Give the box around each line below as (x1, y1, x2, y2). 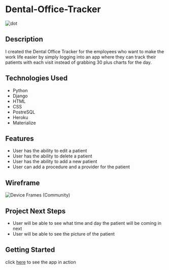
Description (5, 35, 43, 44)
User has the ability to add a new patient (12, 159, 97, 165)
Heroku (12, 114, 28, 120)
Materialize (12, 120, 37, 126)
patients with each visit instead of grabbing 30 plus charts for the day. (5, 59, 152, 65)
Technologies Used (5, 74, 67, 83)
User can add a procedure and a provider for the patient (12, 164, 130, 170)
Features (5, 134, 34, 143)
